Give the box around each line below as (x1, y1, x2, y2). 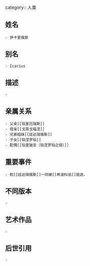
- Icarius (5, 63, 26, 69)
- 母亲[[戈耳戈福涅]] (5, 127, 45, 132)
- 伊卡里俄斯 (5, 35, 28, 40)
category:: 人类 (5, 5, 36, 10)
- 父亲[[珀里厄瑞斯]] (5, 121, 45, 126)
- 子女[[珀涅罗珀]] (5, 138, 41, 143)
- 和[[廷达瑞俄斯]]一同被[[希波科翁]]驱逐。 (5, 172, 87, 177)
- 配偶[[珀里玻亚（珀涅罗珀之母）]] (5, 143, 69, 148)
